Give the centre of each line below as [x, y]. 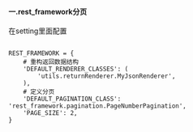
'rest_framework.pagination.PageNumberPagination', [97, 106]
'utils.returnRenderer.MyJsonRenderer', [107, 76]
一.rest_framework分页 [48, 11]
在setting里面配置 [38, 31]
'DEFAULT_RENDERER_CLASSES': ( [76, 69]
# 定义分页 [39, 92]
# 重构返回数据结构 [51, 62]
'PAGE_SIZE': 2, [51, 113]
